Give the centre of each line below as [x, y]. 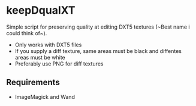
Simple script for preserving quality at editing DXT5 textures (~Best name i [98, 27]
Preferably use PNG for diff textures [59, 64]
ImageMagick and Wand [45, 96]
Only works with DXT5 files [48, 45]
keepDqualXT [41, 10]
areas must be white [40, 57]
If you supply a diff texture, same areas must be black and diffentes [98, 51]
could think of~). [27, 33]
